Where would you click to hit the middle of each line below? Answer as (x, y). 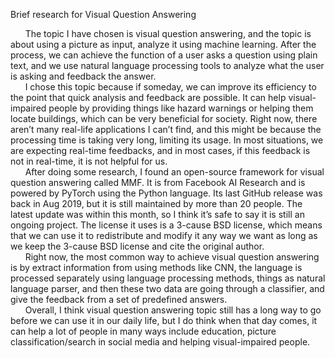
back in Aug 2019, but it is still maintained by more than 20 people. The (156, 203)
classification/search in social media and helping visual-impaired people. (160, 342)
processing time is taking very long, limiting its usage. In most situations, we (167, 140)
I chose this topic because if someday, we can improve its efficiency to (170, 87)
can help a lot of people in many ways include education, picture (143, 331)
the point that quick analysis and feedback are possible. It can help (148, 97)
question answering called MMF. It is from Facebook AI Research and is (158, 182)
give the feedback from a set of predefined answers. (119, 299)
